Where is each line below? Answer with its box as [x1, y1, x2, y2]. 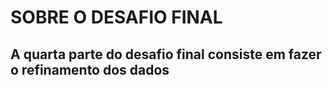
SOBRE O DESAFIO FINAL [10, 6, 223, 29]
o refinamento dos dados [10, 61, 170, 78]
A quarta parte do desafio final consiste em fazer [10, 46, 322, 63]
